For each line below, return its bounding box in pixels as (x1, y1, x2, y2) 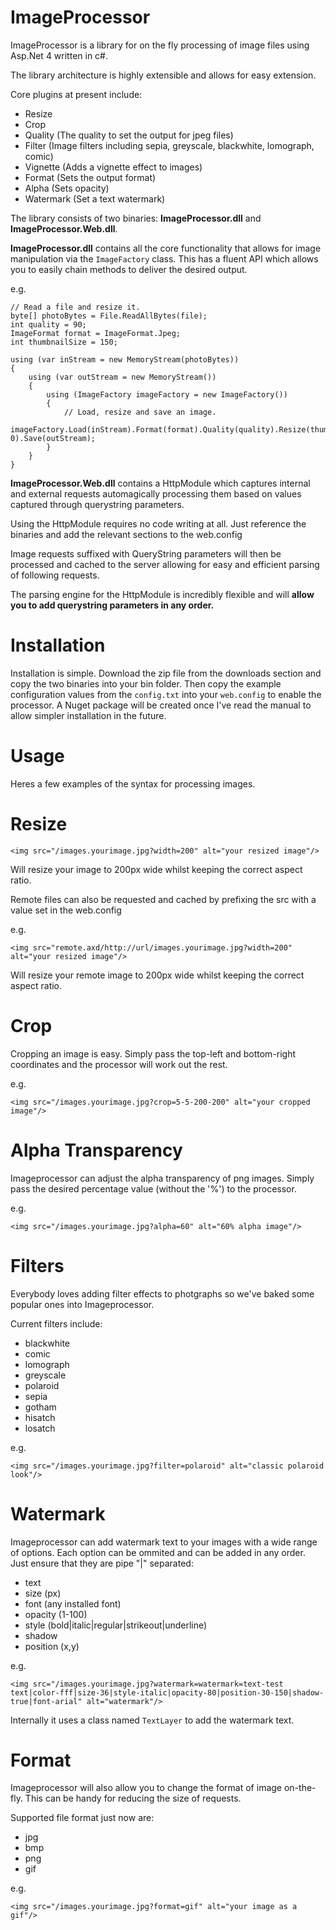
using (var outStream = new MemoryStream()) (28, 372, 217, 382)
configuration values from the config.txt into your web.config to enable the (10, 688, 322, 700)
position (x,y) (24, 1640, 80, 1652)
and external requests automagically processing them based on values (10, 487, 302, 500)
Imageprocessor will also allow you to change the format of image (10, 1782, 283, 1794)
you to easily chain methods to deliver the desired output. (10, 263, 248, 275)
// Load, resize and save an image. (63, 407, 217, 417)
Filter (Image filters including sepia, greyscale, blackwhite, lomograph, (24, 139, 315, 151)
